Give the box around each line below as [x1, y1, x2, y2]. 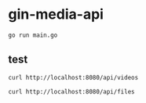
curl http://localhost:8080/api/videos [8, 73, 139, 81]
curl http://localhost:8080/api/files [8, 87, 135, 95]
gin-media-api [8, 5, 104, 23]
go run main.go [8, 31, 58, 39]
